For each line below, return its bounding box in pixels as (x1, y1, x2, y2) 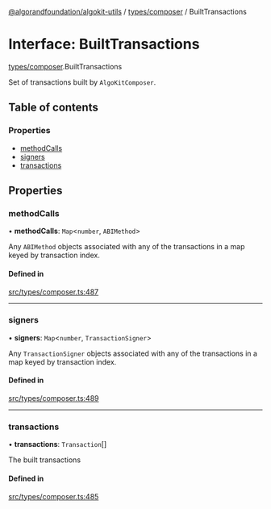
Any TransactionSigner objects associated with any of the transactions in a (8, 348, 258, 358)
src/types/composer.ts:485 (8, 491, 99, 501)
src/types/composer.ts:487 (8, 286, 99, 297)
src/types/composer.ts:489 (8, 394, 99, 403)
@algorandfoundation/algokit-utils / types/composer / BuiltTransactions (8, 7, 248, 16)
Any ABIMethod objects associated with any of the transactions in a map (8, 242, 245, 252)
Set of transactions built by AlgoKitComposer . (8, 77, 156, 87)
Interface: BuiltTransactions (8, 35, 200, 53)
